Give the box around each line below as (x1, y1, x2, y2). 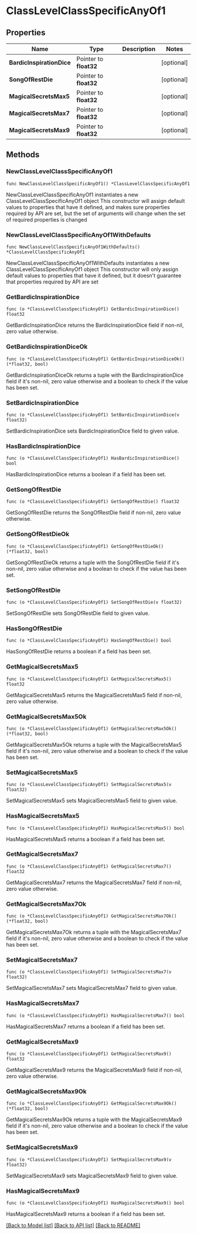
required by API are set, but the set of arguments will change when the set (6, 210, 186, 217)
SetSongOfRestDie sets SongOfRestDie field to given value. (6, 610, 150, 617)
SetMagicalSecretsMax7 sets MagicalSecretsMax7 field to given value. (6, 985, 178, 992)
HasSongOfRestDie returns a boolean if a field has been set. (6, 648, 152, 655)
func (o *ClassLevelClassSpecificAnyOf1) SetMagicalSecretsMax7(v (6, 969, 172, 975)
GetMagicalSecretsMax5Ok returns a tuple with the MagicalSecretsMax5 (6, 741, 182, 748)
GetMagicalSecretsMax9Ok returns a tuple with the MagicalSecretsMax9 (6, 1116, 182, 1123)
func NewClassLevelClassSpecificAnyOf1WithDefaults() (6, 244, 141, 250)
